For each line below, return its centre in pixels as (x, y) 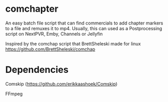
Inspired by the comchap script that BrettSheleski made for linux (73, 43)
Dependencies (37, 70)
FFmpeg (14, 94)
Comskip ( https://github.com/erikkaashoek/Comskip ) (61, 84)
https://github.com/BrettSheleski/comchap (50, 49)
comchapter (32, 9)
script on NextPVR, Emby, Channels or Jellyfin (54, 34)
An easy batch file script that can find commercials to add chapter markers (84, 23)
